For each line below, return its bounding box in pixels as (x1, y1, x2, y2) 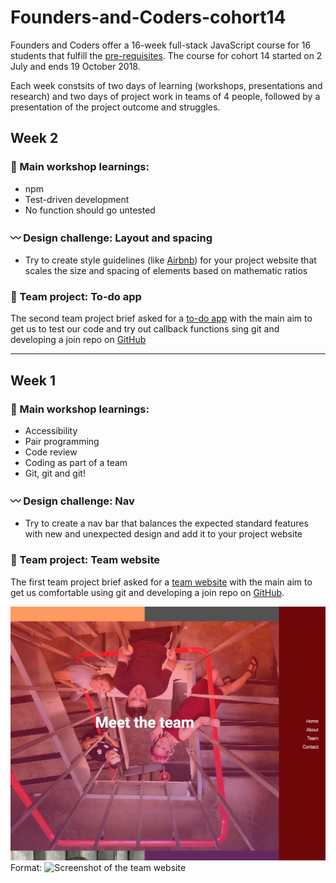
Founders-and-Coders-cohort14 (10, 6, 287, 29)
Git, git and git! (24, 467, 86, 479)
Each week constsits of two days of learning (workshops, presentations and (10, 79, 323, 91)
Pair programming (24, 435, 100, 447)
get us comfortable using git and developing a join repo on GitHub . (10, 586, 285, 598)
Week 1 (10, 372, 56, 389)
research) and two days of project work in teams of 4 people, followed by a (10, 90, 321, 102)
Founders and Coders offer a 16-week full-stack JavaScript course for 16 (10, 39, 312, 51)
